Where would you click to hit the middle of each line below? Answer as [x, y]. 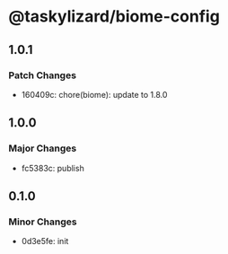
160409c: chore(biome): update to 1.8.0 [94, 94]
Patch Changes [43, 75]
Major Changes [43, 148]
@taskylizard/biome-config [114, 17]
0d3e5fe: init [45, 241]
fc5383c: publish [53, 168]
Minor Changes [43, 222]
